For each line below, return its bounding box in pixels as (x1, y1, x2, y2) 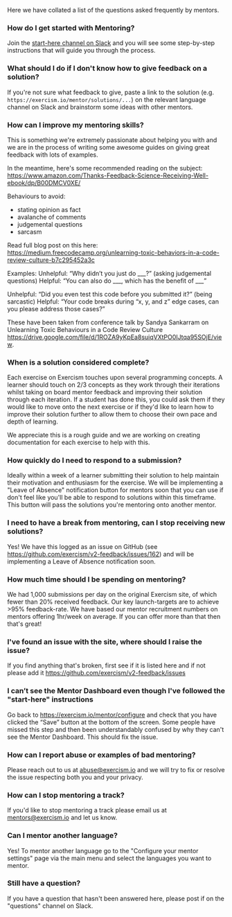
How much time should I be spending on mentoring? (7, 575, 186, 584)
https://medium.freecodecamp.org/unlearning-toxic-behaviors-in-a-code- (7, 248, 220, 256)
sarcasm (17, 227, 42, 236)
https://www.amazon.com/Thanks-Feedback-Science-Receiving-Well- (7, 171, 209, 180)
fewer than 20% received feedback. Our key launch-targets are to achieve (7, 597, 220, 606)
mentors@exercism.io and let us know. (7, 814, 118, 822)
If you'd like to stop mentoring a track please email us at (7, 806, 168, 814)
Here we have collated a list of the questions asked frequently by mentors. (7, 6, 220, 14)
